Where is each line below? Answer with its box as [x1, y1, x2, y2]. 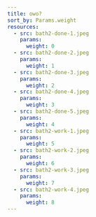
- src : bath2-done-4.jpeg [13, 88, 90, 95]
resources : [7, 23, 39, 30]
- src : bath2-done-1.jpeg [13, 29, 90, 37]
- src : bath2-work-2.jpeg [13, 147, 90, 154]
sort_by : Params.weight [7, 17, 77, 24]
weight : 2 [25, 82, 55, 89]
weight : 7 [25, 179, 55, 186]
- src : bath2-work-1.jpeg [13, 127, 90, 134]
